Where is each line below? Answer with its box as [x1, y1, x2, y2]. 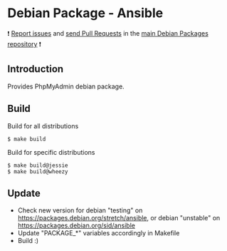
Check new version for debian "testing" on [17, 206, 143, 215]
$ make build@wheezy [7, 168, 69, 175]
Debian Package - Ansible [7, 5, 164, 21]
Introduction [7, 63, 64, 76]
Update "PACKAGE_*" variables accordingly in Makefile [17, 229, 180, 237]
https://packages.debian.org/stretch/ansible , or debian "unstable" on [17, 214, 221, 222]
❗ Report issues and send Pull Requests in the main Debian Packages [7, 29, 208, 37]
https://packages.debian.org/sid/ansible [17, 221, 135, 230]
